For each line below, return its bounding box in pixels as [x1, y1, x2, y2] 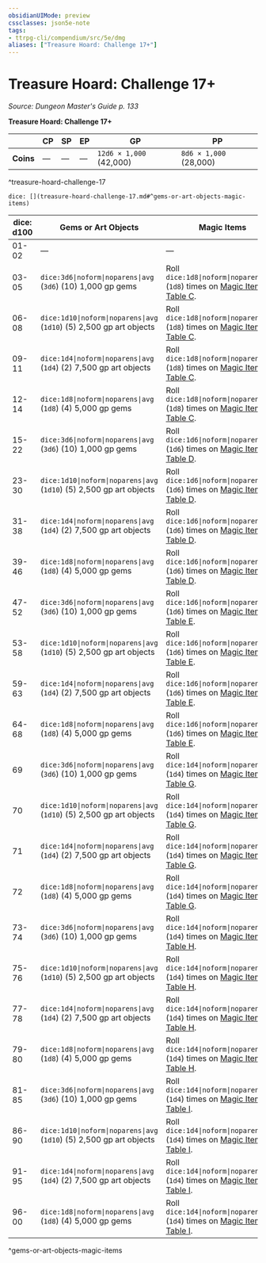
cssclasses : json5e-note [8, 19, 90, 27]
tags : [8, 26, 26, 34]
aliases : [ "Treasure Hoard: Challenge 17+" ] [8, 41, 158, 49]
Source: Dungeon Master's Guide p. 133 [8, 101, 139, 111]
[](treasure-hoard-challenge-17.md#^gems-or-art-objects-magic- [28, 193, 246, 201]
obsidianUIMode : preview [8, 11, 90, 20]
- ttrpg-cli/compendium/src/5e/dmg [8, 33, 126, 42]
